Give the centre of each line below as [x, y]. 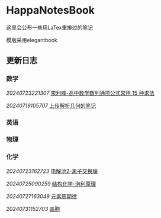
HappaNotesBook [50, 10]
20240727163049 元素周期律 [42, 196]
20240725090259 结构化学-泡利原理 [51, 184]
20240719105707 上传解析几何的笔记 [51, 105]
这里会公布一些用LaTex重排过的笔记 [50, 27]
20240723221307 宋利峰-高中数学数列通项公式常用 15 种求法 [80, 93]
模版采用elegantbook [32, 40]
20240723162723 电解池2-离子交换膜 [52, 171]
